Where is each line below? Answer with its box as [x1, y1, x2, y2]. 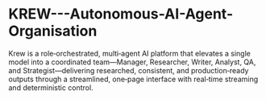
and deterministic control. [8, 82, 94, 93]
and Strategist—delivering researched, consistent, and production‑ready [8, 65, 249, 75]
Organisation [8, 22, 98, 40]
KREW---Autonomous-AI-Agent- [8, 5, 234, 23]
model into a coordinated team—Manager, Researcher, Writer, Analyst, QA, [8, 57, 256, 67]
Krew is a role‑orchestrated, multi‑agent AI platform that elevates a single [8, 48, 251, 58]
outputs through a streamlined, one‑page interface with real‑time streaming [8, 74, 259, 84]
